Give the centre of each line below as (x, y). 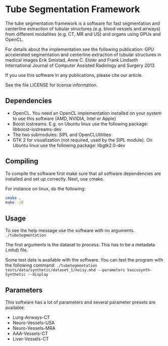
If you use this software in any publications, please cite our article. (74, 75)
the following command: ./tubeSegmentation (51, 265)
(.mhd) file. (17, 250)
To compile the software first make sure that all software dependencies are (83, 174)
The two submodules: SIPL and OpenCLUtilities (62, 135)
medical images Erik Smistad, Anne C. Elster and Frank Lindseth (72, 60)
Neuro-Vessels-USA (34, 323)
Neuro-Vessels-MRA (34, 328)
